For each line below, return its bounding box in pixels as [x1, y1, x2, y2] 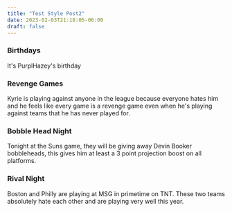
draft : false [7, 23, 45, 30]
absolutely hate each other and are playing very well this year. [7, 197, 184, 205]
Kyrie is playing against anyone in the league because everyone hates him [7, 94, 219, 102]
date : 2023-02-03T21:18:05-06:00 [7, 17, 104, 23]
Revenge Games [7, 79, 64, 88]
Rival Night [7, 174, 45, 184]
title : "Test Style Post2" [7, 10, 85, 17]
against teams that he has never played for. [7, 108, 130, 117]
